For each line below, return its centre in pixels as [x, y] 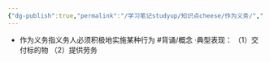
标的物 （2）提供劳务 [62, 50]
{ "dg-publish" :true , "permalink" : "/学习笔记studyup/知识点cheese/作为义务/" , [134, 16]
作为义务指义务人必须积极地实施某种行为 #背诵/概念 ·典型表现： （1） [135, 39]
